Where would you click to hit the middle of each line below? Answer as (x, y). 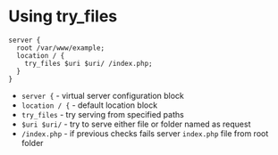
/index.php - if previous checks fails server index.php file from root (145, 133)
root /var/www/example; (60, 48)
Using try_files (63, 16)
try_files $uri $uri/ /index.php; (88, 63)
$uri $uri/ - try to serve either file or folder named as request (136, 124)
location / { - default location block (89, 105)
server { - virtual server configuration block (103, 95)
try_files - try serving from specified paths (102, 114)
